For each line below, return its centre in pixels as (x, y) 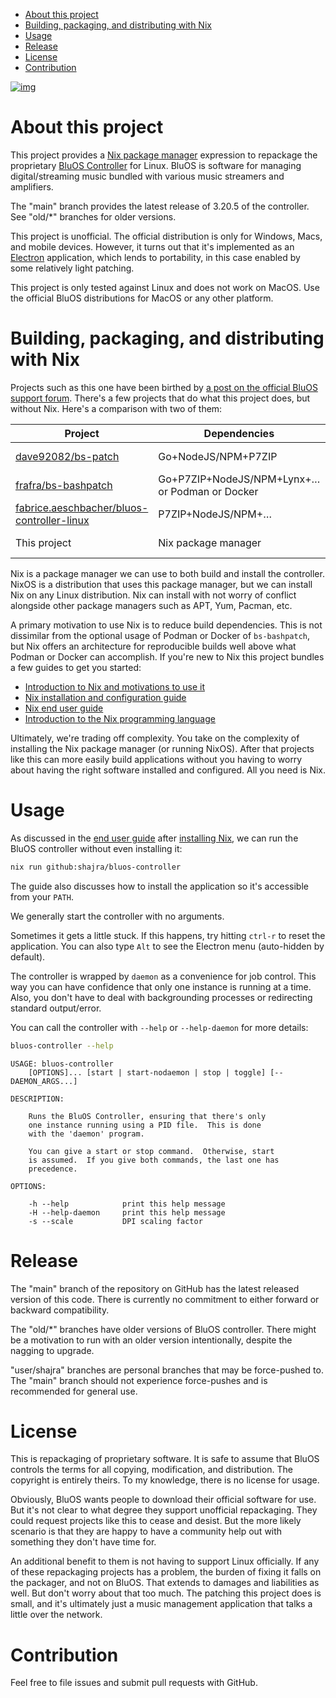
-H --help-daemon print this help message (127, 1212)
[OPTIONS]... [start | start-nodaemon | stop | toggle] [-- (156, 1072)
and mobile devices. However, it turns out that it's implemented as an (152, 246)
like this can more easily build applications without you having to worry (156, 759)
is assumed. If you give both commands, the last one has (154, 1160)
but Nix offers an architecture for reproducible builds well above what (153, 646)
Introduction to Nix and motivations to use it (114, 686)
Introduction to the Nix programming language (120, 718)
